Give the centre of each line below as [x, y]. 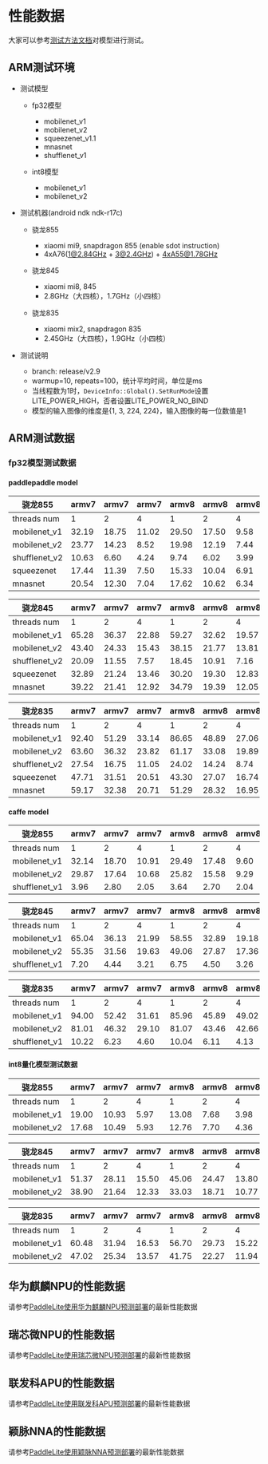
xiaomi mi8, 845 [70, 286]
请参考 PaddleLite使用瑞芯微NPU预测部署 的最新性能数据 [100, 1355]
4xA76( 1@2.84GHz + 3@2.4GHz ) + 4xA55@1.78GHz [130, 254]
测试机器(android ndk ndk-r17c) [71, 212]
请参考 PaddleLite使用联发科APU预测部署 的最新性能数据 [99, 1404]
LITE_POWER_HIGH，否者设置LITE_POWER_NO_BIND [120, 401]
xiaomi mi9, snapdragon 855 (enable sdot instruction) [132, 245]
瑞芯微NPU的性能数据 [61, 1334]
